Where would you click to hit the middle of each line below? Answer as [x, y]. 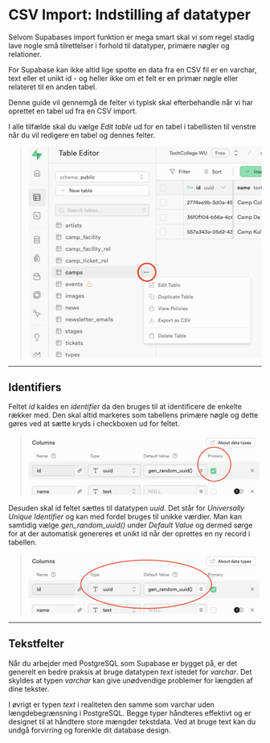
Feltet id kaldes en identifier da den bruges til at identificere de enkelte [125, 407]
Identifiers [35, 387]
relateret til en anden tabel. [53, 87]
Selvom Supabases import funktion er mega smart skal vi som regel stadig [131, 37]
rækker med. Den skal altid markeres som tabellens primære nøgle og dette [133, 415]
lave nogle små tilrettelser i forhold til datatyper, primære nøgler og [119, 45]
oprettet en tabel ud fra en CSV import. [73, 111]
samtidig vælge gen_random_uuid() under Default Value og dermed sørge [131, 525]
